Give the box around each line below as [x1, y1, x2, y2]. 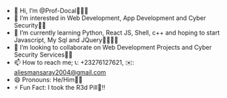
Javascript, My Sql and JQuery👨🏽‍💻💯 [13, 36, 119, 44]
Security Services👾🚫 [13, 50, 73, 59]
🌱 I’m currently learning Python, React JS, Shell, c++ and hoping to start [13, 28, 220, 37]
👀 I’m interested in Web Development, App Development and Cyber [13, 14, 206, 22]
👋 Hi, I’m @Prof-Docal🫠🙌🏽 [13, 7, 89, 14]
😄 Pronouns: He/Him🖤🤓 [13, 76, 83, 84]
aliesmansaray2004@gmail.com [13, 68, 106, 76]
